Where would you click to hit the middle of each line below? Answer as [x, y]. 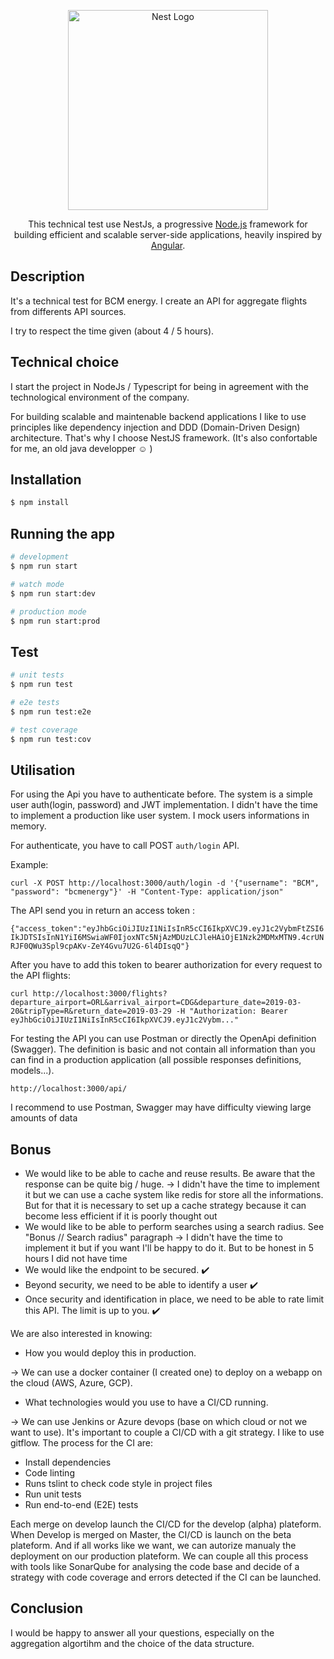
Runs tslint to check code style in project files [118, 1484]
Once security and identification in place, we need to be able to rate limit [174, 1299]
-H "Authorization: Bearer [231, 1011]
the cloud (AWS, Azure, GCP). [71, 1383]
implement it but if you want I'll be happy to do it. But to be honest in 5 [169, 1248]
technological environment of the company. [100, 397]
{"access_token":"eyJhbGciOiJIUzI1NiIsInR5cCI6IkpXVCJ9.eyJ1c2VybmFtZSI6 [167, 929]
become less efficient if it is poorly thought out [121, 1216]
